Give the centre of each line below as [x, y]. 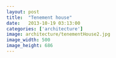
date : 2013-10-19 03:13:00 [43, 23]
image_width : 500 [28, 40]
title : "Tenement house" [39, 18]
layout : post [23, 12]
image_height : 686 [30, 46]
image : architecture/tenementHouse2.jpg [59, 34]
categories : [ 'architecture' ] [45, 29]
